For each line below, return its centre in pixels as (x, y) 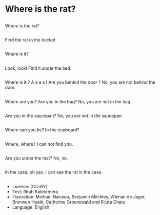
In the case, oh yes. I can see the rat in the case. (54, 172)
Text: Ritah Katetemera (35, 192)
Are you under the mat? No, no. (37, 158)
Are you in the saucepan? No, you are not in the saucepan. (64, 116)
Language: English (31, 207)
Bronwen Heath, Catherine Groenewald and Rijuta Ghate (69, 202)
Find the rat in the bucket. (31, 39)
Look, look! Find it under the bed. (38, 68)
